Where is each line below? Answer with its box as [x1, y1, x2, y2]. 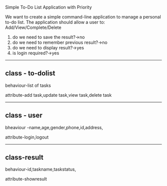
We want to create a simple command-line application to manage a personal [5, 14, 162, 19]
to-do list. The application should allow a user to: [5, 19, 105, 25]
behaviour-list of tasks [5, 82, 51, 88]
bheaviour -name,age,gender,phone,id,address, [5, 124, 103, 130]
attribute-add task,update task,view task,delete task [5, 92, 112, 98]
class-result [5, 153, 44, 162]
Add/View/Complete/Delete [5, 24, 62, 30]
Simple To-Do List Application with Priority [5, 4, 92, 10]
